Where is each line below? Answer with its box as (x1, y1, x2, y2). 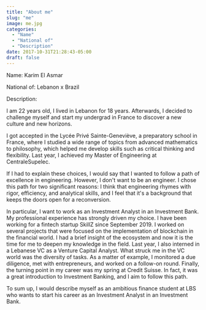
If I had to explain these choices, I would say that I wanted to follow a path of (6, 170, 200, 177)
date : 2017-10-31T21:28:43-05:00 (6, 49, 92, 55)
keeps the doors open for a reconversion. (6, 195, 112, 203)
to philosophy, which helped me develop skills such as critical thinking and (6, 145, 195, 152)
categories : (6, 26, 37, 32)
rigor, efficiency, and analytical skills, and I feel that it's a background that (6, 189, 192, 197)
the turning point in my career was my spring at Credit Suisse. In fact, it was (6, 266, 198, 273)
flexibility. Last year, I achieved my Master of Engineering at (6, 151, 157, 159)
